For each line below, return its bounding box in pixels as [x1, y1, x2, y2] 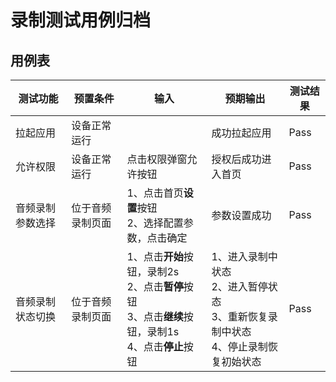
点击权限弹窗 [126, 152, 188, 166]
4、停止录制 [211, 340, 268, 353]
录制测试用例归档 [10, 9, 152, 32]
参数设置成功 [211, 209, 272, 222]
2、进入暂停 [211, 280, 268, 293]
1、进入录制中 [211, 250, 278, 263]
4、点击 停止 [126, 340, 184, 353]
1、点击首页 [126, 186, 184, 200]
